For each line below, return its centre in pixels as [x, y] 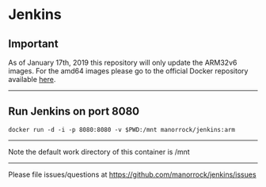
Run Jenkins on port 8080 [74, 112]
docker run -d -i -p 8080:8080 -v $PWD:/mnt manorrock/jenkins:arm [122, 129]
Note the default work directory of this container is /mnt [99, 151]
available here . [32, 79]
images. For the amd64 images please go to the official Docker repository [128, 71]
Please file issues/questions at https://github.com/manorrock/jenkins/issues [132, 174]
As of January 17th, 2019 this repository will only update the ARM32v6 [123, 62]
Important [33, 44]
